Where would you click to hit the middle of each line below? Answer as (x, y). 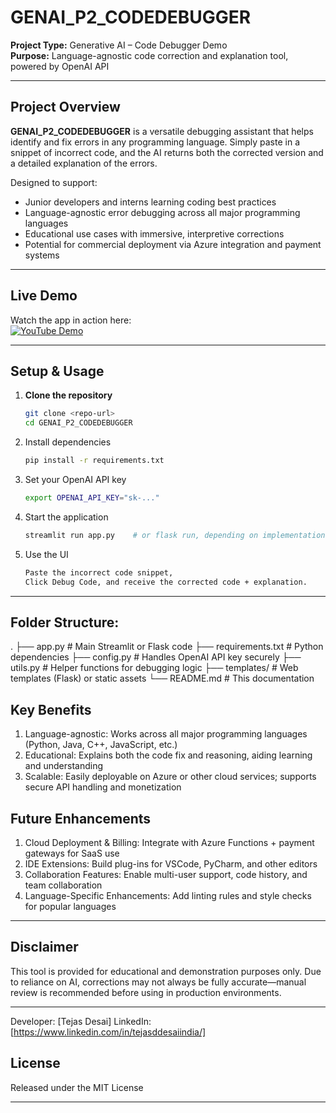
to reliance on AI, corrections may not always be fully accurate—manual (158, 982)
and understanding (63, 766)
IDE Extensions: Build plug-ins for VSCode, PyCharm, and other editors (171, 863)
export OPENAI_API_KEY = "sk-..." (92, 498)
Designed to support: (54, 182)
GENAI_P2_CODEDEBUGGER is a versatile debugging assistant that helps (162, 131)
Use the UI (46, 554)
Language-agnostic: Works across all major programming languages (166, 734)
